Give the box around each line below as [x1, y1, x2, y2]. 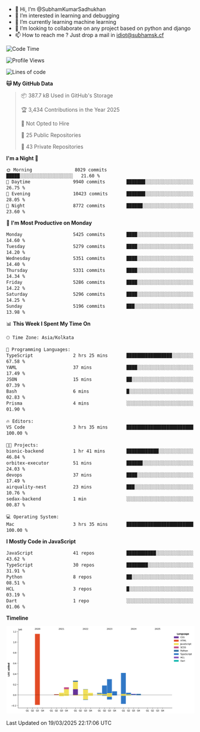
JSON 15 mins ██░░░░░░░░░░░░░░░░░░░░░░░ [6, 376, 194, 382]
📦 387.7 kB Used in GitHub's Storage [20, 92, 113, 99]
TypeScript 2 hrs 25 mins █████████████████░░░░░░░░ [6, 353, 194, 359]
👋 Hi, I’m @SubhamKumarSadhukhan [14, 6, 106, 13]
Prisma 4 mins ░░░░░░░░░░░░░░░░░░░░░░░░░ [6, 400, 194, 406]
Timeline [6, 614, 29, 621]
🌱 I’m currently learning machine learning [14, 19, 116, 25]
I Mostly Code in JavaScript [6, 538, 76, 545]
